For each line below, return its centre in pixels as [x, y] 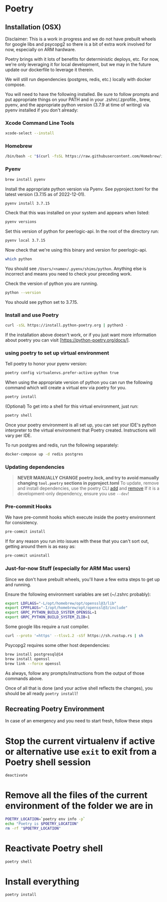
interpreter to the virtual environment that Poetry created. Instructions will [81, 430]
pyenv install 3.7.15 [28, 203]
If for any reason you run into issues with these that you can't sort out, [77, 541]
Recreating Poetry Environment [55, 709]
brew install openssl [28, 659]
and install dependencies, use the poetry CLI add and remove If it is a [88, 488]
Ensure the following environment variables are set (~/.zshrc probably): [78, 594]
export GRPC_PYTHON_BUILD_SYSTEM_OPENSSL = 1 [51, 613]
